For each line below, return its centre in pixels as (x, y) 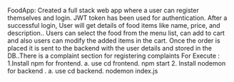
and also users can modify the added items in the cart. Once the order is (114, 41)
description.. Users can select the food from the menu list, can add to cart (116, 33)
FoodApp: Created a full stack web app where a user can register (103, 10)
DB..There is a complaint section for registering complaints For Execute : (113, 56)
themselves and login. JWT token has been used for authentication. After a (117, 18)
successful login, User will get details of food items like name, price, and (114, 25)
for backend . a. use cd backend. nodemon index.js (83, 71)
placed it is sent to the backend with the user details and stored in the (110, 48)
